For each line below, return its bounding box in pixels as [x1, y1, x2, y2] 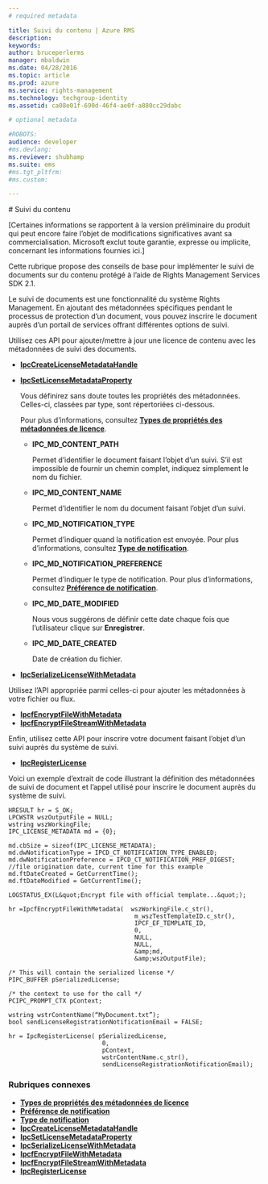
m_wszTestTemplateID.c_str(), [134, 912, 236, 920]
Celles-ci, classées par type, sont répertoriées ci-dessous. [19, 400, 215, 410]
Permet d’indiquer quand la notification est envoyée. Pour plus [31, 535, 239, 544]
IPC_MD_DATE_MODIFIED [31, 598, 119, 609]
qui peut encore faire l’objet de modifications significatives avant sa [8, 229, 233, 239]
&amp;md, [134, 948, 163, 956]
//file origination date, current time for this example [8, 863, 204, 871]
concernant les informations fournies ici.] [8, 246, 145, 256]
